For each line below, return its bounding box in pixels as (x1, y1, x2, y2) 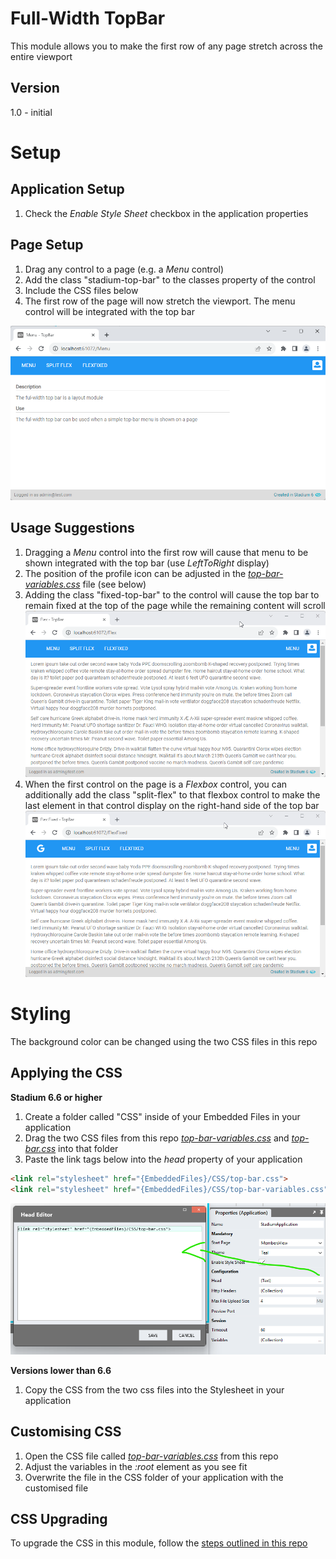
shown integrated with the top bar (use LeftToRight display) (24, 557, 270, 569)
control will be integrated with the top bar (24, 305, 195, 317)
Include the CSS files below (24, 284, 139, 296)
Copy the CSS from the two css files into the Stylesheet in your (24, 1383, 285, 1396)
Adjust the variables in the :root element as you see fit (24, 1460, 248, 1472)
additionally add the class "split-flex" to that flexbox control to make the (24, 788, 321, 801)
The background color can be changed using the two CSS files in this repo (10, 1036, 318, 1048)
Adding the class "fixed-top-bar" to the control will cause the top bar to (24, 588, 320, 601)
